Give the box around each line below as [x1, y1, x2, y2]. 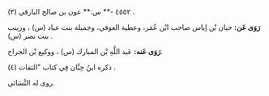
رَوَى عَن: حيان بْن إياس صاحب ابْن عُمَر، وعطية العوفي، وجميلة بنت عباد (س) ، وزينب [7, 23, 261, 31]
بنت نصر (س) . [7, 31, 53, 40]
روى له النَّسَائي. [7, 78, 55, 87]
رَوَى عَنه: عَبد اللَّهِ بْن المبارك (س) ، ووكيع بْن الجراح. [7, 47, 163, 56]
